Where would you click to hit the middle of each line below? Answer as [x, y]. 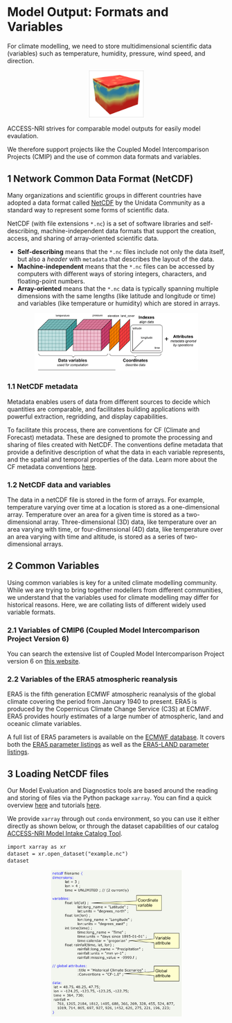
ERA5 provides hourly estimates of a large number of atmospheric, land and [115, 716]
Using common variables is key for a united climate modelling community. [113, 582]
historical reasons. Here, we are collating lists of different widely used [107, 604]
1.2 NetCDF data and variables [59, 484]
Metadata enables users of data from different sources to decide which [109, 401]
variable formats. [32, 612]
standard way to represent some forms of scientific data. [88, 210]
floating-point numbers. [51, 281]
